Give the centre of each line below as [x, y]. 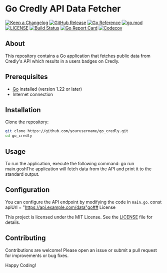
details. [13, 222]
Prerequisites [26, 77]
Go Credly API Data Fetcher [63, 9]
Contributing [25, 238]
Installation [23, 110]
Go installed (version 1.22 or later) [47, 89]
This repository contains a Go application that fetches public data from [78, 56]
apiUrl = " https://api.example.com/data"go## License [60, 207]
